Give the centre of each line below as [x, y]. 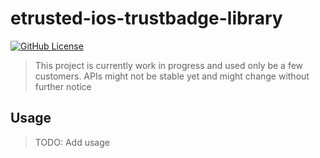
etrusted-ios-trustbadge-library [146, 18]
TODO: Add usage [72, 142]
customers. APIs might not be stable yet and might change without [172, 76]
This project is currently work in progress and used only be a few [169, 65]
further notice [63, 86]
